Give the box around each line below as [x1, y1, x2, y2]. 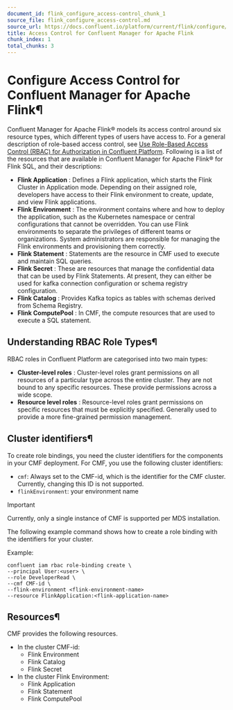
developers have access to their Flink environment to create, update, [17, 190, 214, 198]
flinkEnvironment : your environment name [17, 487, 139, 495]
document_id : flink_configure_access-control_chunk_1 [7, 10, 166, 17]
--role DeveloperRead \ [7, 574, 76, 581]
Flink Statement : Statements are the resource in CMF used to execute [17, 249, 220, 258]
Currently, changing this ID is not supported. [17, 480, 144, 488]
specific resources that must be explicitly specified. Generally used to [17, 405, 217, 413]
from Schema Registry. [17, 301, 83, 310]
